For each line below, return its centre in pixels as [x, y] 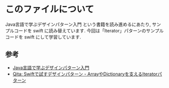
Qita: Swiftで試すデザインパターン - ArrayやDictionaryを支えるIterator [85, 74]
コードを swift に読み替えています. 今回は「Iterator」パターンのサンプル [89, 30]
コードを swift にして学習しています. [43, 37]
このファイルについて [50, 9]
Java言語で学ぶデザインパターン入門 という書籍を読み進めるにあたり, [78, 24]
